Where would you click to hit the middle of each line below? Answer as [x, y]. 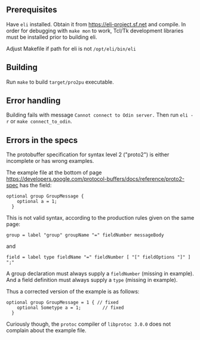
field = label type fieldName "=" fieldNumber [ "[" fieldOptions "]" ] [99, 257]
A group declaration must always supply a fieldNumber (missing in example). [100, 274]
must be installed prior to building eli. [52, 37]
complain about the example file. [46, 330]
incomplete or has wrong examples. [50, 161]
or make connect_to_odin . [41, 122]
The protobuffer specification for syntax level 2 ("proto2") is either [88, 154]
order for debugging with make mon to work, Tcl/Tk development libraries [95, 31]
